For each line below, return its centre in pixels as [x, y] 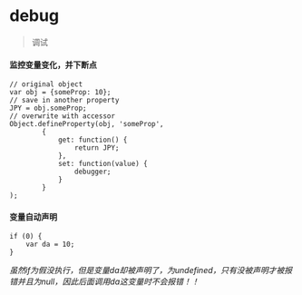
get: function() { [93, 140]
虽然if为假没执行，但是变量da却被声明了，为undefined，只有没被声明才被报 [151, 270]
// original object [46, 84]
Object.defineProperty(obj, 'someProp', [87, 124]
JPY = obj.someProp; [49, 108]
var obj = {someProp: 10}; [60, 93]
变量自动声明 [33, 216]
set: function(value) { [102, 164]
